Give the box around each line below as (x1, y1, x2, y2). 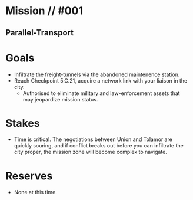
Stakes (5, 116, 40, 130)
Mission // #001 (5, 4, 84, 18)
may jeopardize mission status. (22, 96, 98, 103)
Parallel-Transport (5, 28, 74, 38)
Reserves (5, 169, 53, 182)
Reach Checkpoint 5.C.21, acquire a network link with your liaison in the (14, 77, 188, 84)
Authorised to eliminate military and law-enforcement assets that (22, 90, 180, 97)
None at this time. (14, 189, 57, 196)
